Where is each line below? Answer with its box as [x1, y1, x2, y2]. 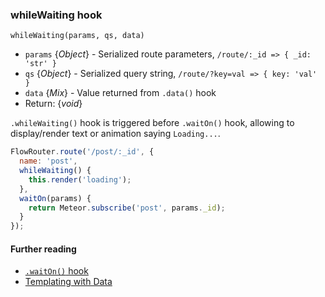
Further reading [10, 243, 77, 255]
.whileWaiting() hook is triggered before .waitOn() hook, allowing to [10, 117, 295, 129]
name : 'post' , [19, 156, 78, 167]
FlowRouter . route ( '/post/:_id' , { [10, 147, 155, 157]
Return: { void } [24, 98, 83, 110]
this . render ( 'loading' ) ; [28, 174, 132, 185]
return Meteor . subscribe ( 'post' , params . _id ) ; [28, 203, 226, 213]
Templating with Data [24, 276, 113, 288]
